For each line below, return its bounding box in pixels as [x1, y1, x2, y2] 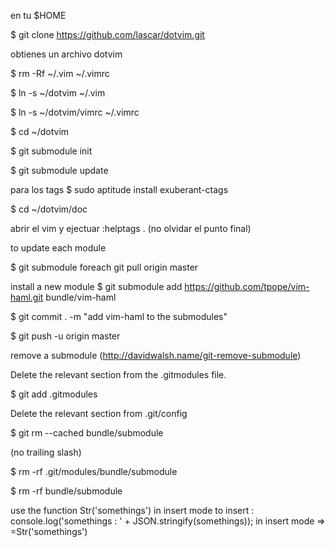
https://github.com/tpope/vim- [184, 281, 310, 292]
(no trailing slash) [10, 446, 82, 458]
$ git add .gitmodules [10, 388, 98, 400]
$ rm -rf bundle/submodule [10, 485, 123, 497]
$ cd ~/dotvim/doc [10, 203, 88, 215]
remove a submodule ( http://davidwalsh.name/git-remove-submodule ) [10, 350, 302, 361]
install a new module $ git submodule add [10, 281, 183, 292]
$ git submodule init [10, 145, 93, 157]
